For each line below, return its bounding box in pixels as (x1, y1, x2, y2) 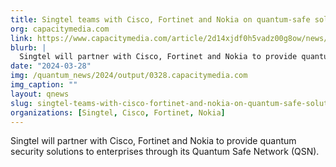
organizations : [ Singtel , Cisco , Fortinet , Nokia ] (10, 107, 226, 118)
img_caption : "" (10, 80, 78, 90)
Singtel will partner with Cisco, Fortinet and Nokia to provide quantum (10, 135, 297, 147)
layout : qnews (10, 89, 70, 99)
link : (10, 33, 33, 43)
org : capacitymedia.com (10, 24, 110, 34)
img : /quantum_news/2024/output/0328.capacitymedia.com (10, 71, 248, 81)
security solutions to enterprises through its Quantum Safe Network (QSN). (10, 146, 320, 158)
